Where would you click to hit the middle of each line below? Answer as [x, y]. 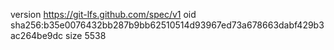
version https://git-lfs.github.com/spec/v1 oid [103, 14]
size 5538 [86, 35]
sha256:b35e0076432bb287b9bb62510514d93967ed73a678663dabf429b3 [167, 25]
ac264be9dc [37, 35]
